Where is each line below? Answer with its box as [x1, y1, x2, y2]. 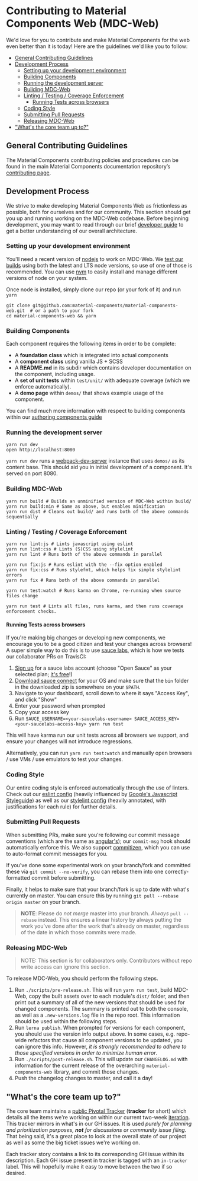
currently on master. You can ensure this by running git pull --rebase [6, 892, 179, 899]
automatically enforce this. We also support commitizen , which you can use [6, 843, 190, 851]
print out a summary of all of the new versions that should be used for [14, 999, 185, 1006]
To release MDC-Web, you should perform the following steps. [6, 975, 158, 982]
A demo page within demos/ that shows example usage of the [14, 390, 164, 397]
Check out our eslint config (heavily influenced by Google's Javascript [6, 790, 178, 797]
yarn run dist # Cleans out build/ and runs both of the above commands [6, 508, 189, 514]
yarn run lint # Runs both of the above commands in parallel [6, 552, 163, 558]
